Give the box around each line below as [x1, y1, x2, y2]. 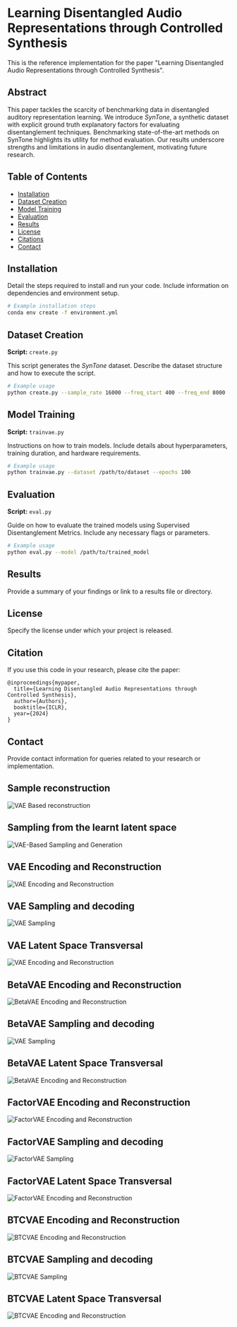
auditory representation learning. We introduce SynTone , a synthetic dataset [7, 112, 229, 121]
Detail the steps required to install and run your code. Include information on [7, 282, 229, 290]
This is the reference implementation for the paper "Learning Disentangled [7, 58, 224, 66]
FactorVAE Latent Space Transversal [7, 1175, 172, 1187]
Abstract [7, 86, 47, 98]
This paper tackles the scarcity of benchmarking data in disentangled [7, 105, 209, 114]
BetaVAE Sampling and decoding [7, 1018, 155, 1030]
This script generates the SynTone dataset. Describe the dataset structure [7, 361, 223, 369]
